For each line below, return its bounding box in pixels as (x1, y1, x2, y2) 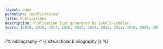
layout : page (5, 7, 32, 12)
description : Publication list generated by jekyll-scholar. (5, 20, 131, 26)
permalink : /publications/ (5, 12, 60, 16)
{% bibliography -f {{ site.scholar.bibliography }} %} (5, 38, 109, 44)
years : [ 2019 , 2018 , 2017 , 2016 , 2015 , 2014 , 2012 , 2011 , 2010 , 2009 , (5, 25, 151, 30)
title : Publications (5, 16, 47, 21)
